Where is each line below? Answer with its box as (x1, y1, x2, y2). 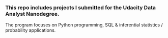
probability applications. (5, 27, 56, 33)
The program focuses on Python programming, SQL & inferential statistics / (5, 22, 163, 28)
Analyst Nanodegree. (5, 10, 60, 17)
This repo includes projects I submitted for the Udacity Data (5, 4, 156, 11)
